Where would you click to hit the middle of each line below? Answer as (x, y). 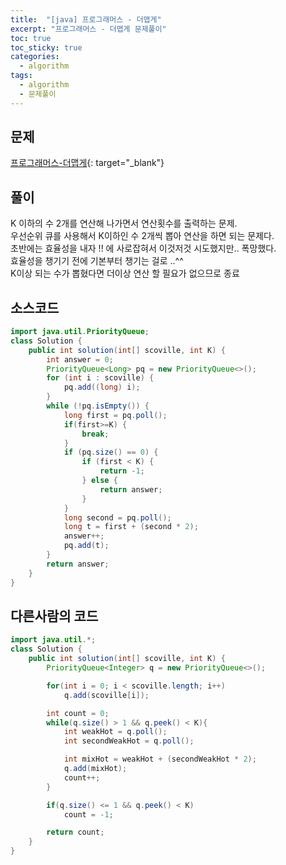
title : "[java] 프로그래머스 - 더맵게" (86, 19)
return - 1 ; (122, 471)
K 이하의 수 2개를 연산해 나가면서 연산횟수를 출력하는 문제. (124, 223)
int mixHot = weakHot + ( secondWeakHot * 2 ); (160, 759)
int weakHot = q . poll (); (115, 732)
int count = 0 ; (78, 713)
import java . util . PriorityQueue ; (80, 332)
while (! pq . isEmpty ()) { (98, 406)
